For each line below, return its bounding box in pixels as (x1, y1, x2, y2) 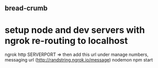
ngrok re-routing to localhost (5, 35, 128, 46)
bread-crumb (5, 4, 48, 13)
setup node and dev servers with (5, 24, 145, 36)
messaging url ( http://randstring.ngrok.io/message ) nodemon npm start (5, 57, 153, 63)
